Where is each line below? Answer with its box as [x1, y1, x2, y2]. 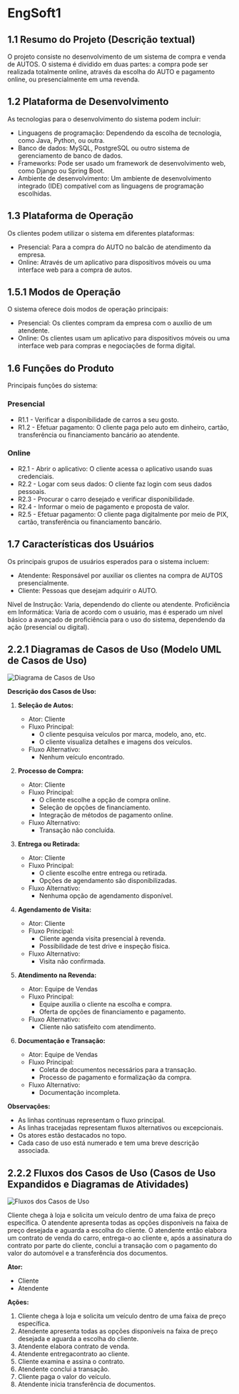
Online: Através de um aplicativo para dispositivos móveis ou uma [17, 258, 212, 266]
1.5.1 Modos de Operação [7, 286, 121, 298]
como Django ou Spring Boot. [17, 166, 105, 175]
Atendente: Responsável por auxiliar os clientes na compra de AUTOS [17, 571, 223, 580]
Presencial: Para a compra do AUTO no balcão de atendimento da [17, 243, 212, 251]
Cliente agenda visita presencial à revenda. [39, 934, 166, 943]
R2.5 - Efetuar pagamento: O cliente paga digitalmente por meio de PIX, [17, 510, 229, 518]
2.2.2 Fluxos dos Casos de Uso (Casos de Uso [7, 1167, 216, 1179]
